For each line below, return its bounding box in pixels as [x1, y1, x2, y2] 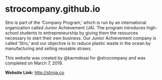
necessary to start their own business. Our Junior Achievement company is [5, 35, 157, 41]
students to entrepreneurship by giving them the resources [19, 30, 138, 36]
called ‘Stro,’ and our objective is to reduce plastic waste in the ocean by [5, 40, 151, 46]
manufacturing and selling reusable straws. [5, 45, 92, 51]
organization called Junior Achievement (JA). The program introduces [5, 24, 145, 30]
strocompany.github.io [5, 3, 101, 15]
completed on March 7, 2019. [5, 60, 63, 66]
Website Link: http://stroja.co [5, 69, 64, 75]
